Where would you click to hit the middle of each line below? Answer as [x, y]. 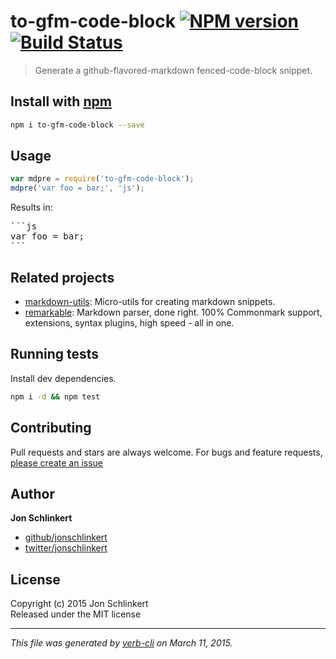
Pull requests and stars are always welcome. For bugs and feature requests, [166, 452]
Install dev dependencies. [63, 378]
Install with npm [61, 101]
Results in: [31, 207]
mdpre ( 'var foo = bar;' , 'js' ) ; [77, 188]
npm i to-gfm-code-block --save [77, 125]
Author [32, 493]
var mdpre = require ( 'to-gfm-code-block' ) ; [102, 179]
